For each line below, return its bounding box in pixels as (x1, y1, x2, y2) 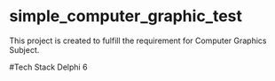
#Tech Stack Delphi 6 (9, 62, 88, 72)
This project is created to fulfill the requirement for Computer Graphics (9, 35, 267, 46)
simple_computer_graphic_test (9, 6, 242, 26)
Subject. (9, 44, 40, 55)
